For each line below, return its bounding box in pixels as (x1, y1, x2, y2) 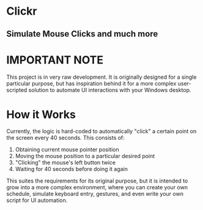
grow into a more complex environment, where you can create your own (6, 184, 188, 191)
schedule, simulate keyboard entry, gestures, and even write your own (6, 190, 183, 198)
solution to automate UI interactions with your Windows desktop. (28, 86, 191, 93)
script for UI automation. (6, 197, 68, 204)
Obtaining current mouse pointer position (15, 146, 119, 153)
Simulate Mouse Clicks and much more (6, 29, 158, 39)
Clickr (6, 4, 38, 18)
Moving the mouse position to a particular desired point (15, 153, 155, 160)
